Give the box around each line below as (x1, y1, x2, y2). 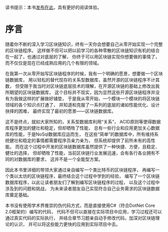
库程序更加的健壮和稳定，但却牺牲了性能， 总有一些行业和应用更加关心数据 (5, 124, 160, 131)
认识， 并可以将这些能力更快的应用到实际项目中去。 (13, 221, 120, 227)
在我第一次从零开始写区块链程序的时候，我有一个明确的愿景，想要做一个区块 (5, 70, 163, 76)
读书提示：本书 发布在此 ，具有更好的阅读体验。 (5, 4, 101, 10)
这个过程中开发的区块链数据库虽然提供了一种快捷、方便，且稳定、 (23, 143, 160, 149)
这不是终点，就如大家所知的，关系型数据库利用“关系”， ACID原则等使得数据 (5, 118, 161, 124)
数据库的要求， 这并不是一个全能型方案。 (18, 156, 103, 162)
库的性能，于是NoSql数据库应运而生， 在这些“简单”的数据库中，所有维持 (5, 131, 154, 137)
